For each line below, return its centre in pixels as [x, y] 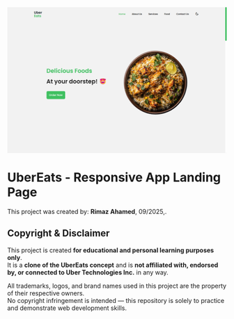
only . [15, 257]
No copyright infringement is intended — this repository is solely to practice [116, 300]
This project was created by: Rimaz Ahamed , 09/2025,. [87, 212]
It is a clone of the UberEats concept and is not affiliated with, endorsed [113, 265]
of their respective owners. [46, 293]
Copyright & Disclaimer [58, 233]
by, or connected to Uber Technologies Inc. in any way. [88, 272]
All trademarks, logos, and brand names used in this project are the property [117, 286]
